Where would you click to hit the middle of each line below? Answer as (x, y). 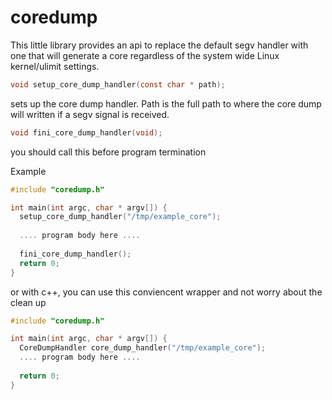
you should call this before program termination (108, 152)
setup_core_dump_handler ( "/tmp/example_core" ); (120, 217)
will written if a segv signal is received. (90, 114)
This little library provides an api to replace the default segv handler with (159, 45)
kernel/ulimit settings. (55, 66)
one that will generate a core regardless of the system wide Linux (145, 55)
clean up (28, 302)
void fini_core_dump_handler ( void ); (86, 132)
